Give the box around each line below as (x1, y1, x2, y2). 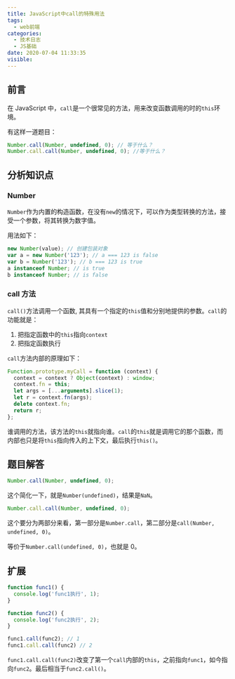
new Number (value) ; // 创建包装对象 (7, 245, 108, 252)
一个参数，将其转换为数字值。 (13, 216, 100, 225)
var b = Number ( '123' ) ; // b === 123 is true (7, 258, 142, 265)
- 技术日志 (13, 37, 41, 44)
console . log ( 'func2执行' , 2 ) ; (13, 616, 100, 624)
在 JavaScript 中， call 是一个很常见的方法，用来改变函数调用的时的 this (7, 103, 215, 112)
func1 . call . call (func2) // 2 (7, 642, 93, 650)
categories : (7, 29, 42, 37)
